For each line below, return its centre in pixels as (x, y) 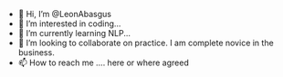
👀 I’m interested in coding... (69, 24)
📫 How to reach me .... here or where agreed (103, 63)
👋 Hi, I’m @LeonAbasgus (65, 14)
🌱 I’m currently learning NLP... (74, 33)
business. (36, 53)
